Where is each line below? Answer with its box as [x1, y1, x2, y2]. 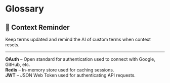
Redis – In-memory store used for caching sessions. [5, 67, 114, 73]
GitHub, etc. [5, 61, 30, 67]
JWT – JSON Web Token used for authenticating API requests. [5, 72, 136, 78]
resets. [5, 42, 20, 48]
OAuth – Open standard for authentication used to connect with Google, [5, 56, 156, 62]
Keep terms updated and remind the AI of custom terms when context [5, 36, 151, 42]
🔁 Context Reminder [5, 23, 70, 32]
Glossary [5, 3, 45, 15]
